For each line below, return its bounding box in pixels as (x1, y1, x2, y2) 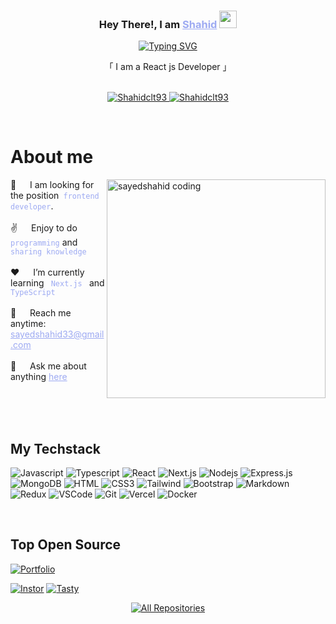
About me (10, 146, 94, 169)
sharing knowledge (10, 247, 87, 257)
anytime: (10, 318, 47, 330)
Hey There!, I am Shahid (98, 17, 218, 31)
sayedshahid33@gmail (10, 328, 105, 340)
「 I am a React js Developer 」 (104, 61, 232, 73)
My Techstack (10, 440, 101, 457)
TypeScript (10, 288, 56, 298)
